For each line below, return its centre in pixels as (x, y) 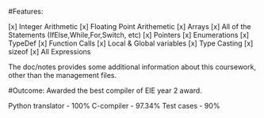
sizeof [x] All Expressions (50, 52)
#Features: (26, 11)
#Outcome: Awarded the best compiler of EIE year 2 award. (105, 90)
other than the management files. (63, 75)
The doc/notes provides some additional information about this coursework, (132, 67)
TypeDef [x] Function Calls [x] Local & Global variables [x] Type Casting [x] (131, 43)
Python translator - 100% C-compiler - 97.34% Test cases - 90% (114, 106)
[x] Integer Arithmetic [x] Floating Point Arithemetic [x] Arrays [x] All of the (130, 26)
